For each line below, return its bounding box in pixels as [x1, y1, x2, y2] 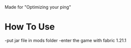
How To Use [4, 22, 55, 32]
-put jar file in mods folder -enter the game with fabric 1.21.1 [4, 37, 127, 43]
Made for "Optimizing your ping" [4, 4, 71, 10]
